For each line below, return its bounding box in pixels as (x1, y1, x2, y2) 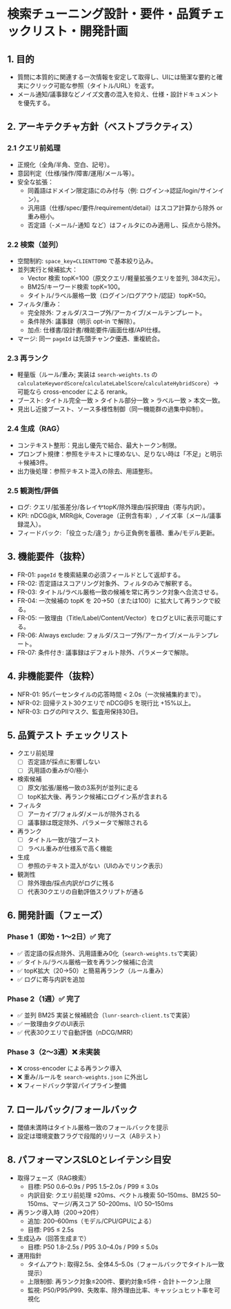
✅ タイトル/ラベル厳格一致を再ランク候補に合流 (17, 957, 154, 966)
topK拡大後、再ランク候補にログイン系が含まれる (27, 792, 168, 801)
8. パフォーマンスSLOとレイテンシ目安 (7, 1154, 171, 1166)
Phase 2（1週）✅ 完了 (7, 994, 81, 1004)
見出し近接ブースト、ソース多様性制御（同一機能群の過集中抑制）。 (17, 405, 208, 413)
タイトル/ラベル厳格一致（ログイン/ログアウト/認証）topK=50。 (27, 291, 210, 299)
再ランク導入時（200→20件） (17, 1208, 103, 1216)
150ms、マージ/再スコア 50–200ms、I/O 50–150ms (27, 1199, 174, 1207)
